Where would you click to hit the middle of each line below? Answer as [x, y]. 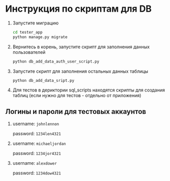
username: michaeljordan [39, 143]
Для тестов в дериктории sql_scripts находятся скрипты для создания [89, 90]
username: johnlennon [36, 124]
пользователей [29, 52]
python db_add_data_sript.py [43, 80]
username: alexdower [35, 163]
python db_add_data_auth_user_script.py [56, 62]
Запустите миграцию [36, 23]
